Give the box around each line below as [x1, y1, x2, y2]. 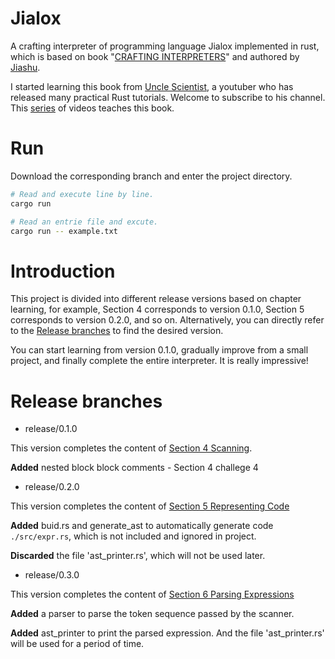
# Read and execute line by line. [10, 189, 155, 199]
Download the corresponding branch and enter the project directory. [10, 170, 293, 182]
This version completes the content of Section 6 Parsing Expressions [10, 588, 295, 601]
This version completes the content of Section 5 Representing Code [10, 500, 290, 512]
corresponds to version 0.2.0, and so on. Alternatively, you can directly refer [10, 314, 325, 326]
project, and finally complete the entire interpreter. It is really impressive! [10, 355, 309, 367]
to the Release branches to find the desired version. [10, 325, 224, 337]
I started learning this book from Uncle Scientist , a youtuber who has [10, 80, 294, 92]
